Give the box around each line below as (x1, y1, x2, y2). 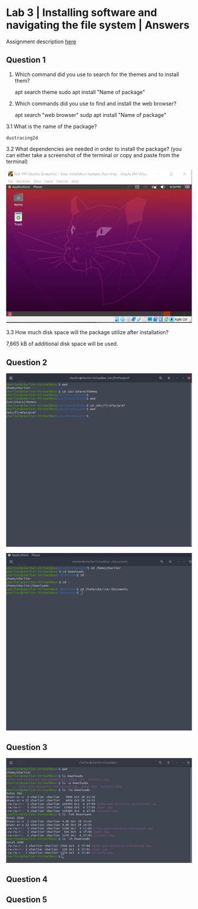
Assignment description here (6, 38, 77, 45)
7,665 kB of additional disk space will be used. (6, 340, 118, 348)
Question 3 (6, 742, 48, 752)
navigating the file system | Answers (6, 18, 190, 32)
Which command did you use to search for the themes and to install (14, 71, 179, 78)
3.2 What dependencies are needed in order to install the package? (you (6, 145, 182, 152)
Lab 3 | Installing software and (6, 6, 157, 19)
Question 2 (6, 357, 48, 367)
